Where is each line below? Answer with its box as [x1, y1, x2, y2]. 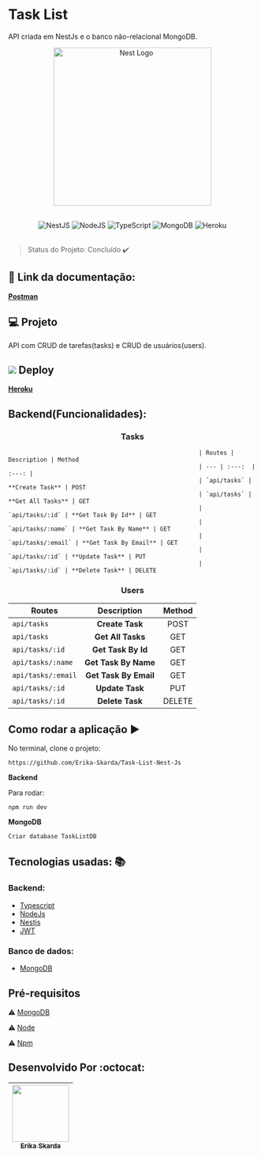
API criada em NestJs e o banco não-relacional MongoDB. [8, 32, 198, 41]
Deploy [18, 363, 54, 376]
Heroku [8, 384, 33, 394]
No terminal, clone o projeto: [8, 743, 101, 753]
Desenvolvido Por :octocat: [8, 1061, 145, 1075]
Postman [8, 291, 39, 301]
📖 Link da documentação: [8, 270, 136, 284]
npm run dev [8, 803, 47, 811]
